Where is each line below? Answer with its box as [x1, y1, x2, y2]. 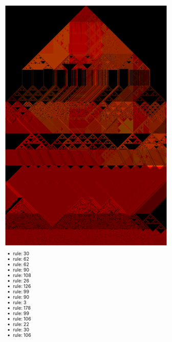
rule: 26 [12, 277, 30, 284]
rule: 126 [12, 283, 31, 289]
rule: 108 [12, 272, 32, 279]
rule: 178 [12, 305, 31, 311]
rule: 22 [12, 321, 29, 328]
